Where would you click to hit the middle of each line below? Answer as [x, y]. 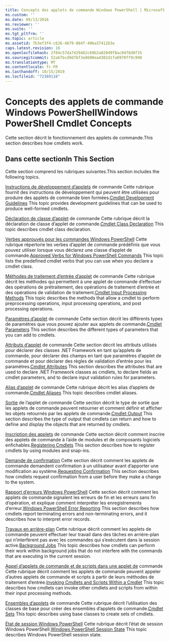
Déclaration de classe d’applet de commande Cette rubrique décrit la [78, 218]
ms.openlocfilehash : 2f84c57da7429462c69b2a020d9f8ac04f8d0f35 [74, 53]
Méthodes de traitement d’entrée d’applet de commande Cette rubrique [80, 276]
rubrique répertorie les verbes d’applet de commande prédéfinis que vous [83, 244]
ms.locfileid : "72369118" [33, 77]
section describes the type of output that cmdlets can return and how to [81, 419]
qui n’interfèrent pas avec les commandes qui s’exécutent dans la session [82, 540]
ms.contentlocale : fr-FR [32, 67]
